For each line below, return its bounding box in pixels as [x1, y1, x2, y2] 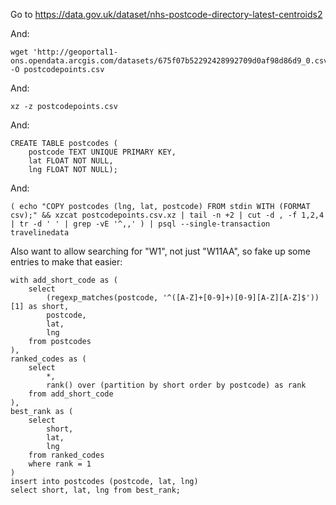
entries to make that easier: [10, 256, 123, 268]
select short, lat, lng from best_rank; [10, 485, 182, 495]
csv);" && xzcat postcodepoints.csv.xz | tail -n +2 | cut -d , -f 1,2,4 [10, 210, 325, 220]
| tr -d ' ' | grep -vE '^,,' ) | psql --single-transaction [10, 219, 271, 229]
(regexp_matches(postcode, [46, 293, 159, 303]
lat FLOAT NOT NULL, [28, 156, 114, 166]
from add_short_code [28, 389, 114, 399]
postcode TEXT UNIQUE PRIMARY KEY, [28, 147, 177, 157]
